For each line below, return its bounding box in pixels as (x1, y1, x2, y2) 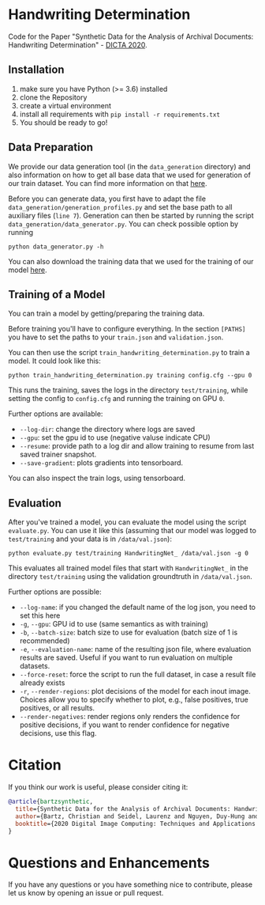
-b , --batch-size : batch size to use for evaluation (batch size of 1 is (19, 627, 238, 638)
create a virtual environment (19, 100, 112, 110)
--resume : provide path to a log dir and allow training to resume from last (19, 441, 255, 451)
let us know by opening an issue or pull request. (8, 888, 164, 898)
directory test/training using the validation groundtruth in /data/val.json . (8, 572, 252, 581)
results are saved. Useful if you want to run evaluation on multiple (19, 653, 233, 662)
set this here (19, 611, 61, 620)
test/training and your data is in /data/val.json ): (8, 534, 172, 543)
